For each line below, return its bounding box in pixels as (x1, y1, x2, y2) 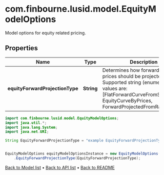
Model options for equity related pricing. (5, 30, 86, 36)
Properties (5, 44, 38, 52)
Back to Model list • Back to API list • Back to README (5, 164, 115, 170)
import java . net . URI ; (5, 129, 49, 135)
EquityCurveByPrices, (102, 97, 153, 104)
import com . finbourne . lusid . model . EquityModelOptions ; (5, 116, 119, 120)
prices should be (102, 73, 141, 79)
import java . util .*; (5, 120, 47, 125)
